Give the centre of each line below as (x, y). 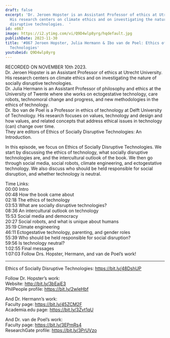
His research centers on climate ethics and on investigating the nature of (81, 78)
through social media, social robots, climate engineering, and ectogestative (83, 163)
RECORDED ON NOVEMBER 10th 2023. (46, 67)
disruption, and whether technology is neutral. (53, 174)
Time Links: (17, 184)
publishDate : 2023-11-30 (31, 39)
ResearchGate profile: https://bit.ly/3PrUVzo (51, 330)
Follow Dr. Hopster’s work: (33, 278)
